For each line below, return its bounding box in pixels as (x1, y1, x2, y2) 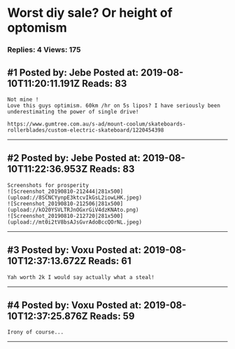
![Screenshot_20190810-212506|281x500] (7, 200, 124, 207)
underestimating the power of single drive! (7, 108, 139, 115)
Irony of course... (7, 329, 64, 336)
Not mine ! (7, 96, 39, 103)
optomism (7, 20, 68, 36)
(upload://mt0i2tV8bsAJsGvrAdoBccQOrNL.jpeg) (7, 219, 142, 226)
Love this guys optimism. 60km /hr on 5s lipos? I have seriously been (7, 102, 220, 109)
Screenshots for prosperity (7, 182, 90, 189)
